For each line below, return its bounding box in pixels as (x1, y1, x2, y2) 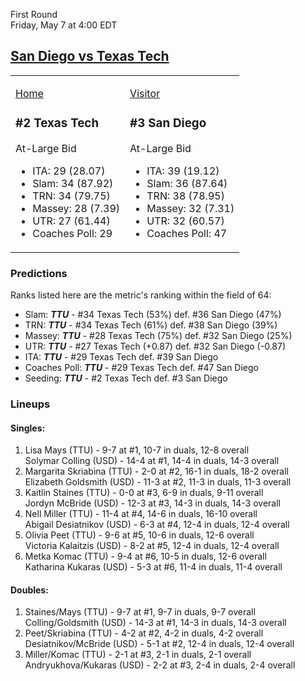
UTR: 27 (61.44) (32, 214, 111, 228)
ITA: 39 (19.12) (146, 164, 220, 178)
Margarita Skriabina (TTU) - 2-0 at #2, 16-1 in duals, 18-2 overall (24, 465, 290, 478)
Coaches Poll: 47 (146, 226, 228, 240)
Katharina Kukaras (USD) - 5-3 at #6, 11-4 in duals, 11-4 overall (24, 561, 283, 573)
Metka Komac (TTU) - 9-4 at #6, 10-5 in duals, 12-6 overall (24, 550, 267, 563)
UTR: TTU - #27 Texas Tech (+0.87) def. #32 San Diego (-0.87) (24, 340, 287, 353)
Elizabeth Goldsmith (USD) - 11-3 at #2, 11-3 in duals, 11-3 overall (24, 476, 292, 488)
